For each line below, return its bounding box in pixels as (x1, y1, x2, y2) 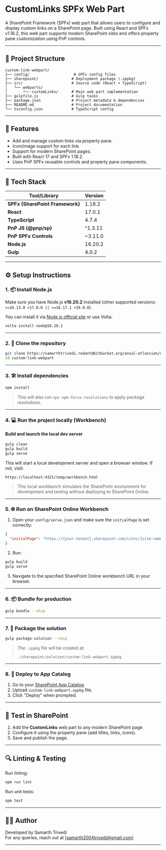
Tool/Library (29, 192, 59, 199)
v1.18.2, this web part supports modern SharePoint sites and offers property (5, 30, 159, 36)
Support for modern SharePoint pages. (12, 148, 91, 154)
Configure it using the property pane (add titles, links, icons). (12, 730, 137, 736)
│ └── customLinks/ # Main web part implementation (5, 89, 138, 94)
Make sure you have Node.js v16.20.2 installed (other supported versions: (5, 299, 157, 305)
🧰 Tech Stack (5, 177, 46, 186)
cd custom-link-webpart (5, 356, 54, 361)
